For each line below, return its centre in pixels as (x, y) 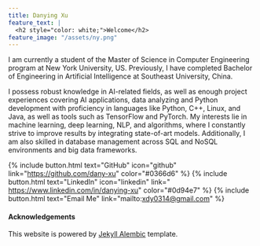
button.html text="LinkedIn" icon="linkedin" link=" (89, 182)
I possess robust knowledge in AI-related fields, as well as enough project (128, 92)
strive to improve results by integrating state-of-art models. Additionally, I (127, 134)
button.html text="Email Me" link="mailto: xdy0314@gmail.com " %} (117, 199)
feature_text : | (35, 23)
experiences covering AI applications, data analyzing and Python (113, 100)
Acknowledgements (42, 216)
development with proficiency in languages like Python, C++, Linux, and (125, 108)
